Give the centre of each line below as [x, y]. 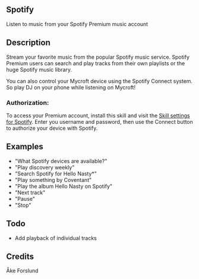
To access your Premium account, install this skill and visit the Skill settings [98, 116]
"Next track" [30, 193]
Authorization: [28, 102]
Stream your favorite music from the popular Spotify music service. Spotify [98, 57]
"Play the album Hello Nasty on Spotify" [64, 186]
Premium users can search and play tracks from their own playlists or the [96, 63]
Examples [25, 147]
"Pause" [25, 198]
